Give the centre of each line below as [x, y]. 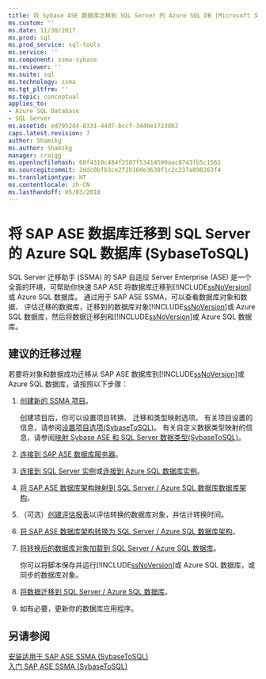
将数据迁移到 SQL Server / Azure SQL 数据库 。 [96, 592]
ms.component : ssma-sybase [53, 60]
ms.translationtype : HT [47, 178]
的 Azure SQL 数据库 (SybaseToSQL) [129, 253]
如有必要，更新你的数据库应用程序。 [79, 609]
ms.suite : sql [32, 74]
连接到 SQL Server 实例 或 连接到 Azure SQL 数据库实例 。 [112, 471]
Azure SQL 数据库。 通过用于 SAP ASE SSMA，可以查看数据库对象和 [129, 297]
